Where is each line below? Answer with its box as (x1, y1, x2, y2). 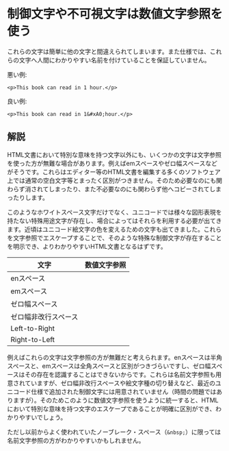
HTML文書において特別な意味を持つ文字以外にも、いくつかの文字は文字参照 (7, 150, 222, 158)
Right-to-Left (10, 334, 55, 344)
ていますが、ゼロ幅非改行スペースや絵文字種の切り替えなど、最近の (25, 378, 215, 387)
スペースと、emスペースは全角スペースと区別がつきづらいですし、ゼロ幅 (7, 361, 211, 370)
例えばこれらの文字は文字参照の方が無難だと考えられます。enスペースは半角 (7, 353, 223, 361)
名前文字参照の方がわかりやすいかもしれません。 (7, 436, 145, 444)
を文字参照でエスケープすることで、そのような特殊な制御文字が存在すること (7, 234, 222, 242)
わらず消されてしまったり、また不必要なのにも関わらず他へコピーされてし (7, 184, 216, 193)
